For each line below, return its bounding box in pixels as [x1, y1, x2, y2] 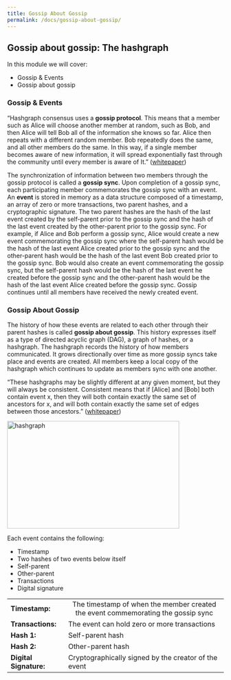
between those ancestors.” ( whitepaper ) [7, 407, 122, 415]
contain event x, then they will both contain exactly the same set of [7, 392, 197, 401]
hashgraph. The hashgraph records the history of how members [7, 342, 189, 351]
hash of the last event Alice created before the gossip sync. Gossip [7, 280, 197, 289]
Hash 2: [10, 641, 36, 651]
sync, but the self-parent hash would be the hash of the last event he [7, 266, 203, 274]
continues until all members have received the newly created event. [7, 288, 199, 296]
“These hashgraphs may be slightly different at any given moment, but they [7, 378, 221, 386]
